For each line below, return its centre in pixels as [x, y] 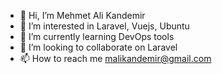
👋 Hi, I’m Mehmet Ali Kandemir [82, 15]
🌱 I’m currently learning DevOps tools [97, 36]
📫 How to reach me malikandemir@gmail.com [115, 58]
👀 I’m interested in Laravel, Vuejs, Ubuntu [104, 26]
